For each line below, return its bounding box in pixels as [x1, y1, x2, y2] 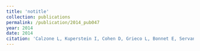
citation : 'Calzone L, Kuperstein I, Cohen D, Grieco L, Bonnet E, [6, 36, 177, 42]
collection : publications [6, 14, 70, 20]
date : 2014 [6, 30, 33, 36]
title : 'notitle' [6, 8, 49, 15]
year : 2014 [6, 25, 33, 31]
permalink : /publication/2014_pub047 [6, 19, 100, 25]
